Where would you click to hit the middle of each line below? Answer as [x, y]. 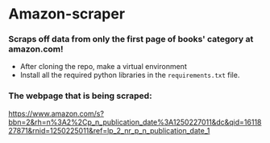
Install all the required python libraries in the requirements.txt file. [130, 75]
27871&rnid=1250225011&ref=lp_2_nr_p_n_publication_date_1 [109, 130]
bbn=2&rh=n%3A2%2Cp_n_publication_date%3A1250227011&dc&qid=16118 [135, 122]
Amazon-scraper [67, 14]
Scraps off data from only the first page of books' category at [131, 39]
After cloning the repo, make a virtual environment [103, 67]
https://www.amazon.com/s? [56, 113]
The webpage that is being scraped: [80, 96]
